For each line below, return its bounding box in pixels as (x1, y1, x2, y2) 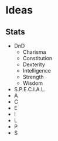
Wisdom (22, 80, 43, 87)
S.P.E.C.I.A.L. (13, 86, 46, 92)
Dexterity (22, 61, 45, 68)
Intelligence (22, 67, 51, 74)
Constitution (22, 55, 53, 61)
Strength (22, 74, 45, 80)
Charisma (22, 49, 46, 56)
